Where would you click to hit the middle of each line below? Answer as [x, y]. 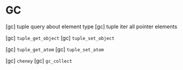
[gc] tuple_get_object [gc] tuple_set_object [60, 38]
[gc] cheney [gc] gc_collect [39, 61]
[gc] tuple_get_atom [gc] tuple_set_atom [55, 49]
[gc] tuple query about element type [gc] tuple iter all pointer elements [91, 26]
